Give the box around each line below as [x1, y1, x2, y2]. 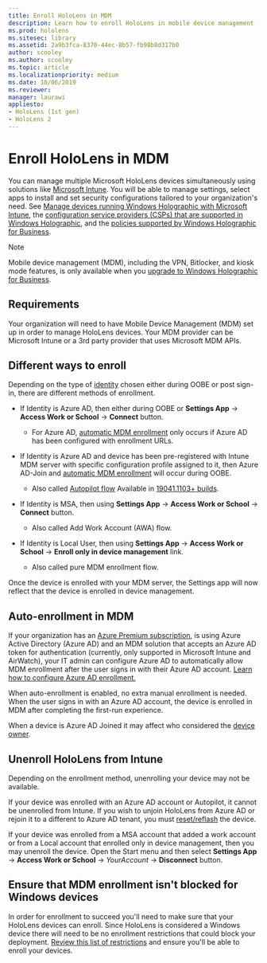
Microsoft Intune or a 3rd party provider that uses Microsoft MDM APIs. [8, 335, 242, 345]
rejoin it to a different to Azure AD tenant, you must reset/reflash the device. [8, 814, 257, 824]
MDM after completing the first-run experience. [8, 706, 164, 715]
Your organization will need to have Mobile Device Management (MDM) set [8, 319, 254, 328]
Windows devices [8, 891, 99, 904]
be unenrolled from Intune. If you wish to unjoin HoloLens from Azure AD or [8, 806, 256, 816]
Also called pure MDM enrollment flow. [31, 562, 159, 572]
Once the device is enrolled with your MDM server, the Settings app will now [8, 578, 258, 588]
